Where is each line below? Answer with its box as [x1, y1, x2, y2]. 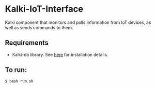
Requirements [5, 39, 48, 47]
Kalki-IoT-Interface [5, 3, 83, 15]
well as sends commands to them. [5, 24, 74, 30]
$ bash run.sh [5, 79, 34, 84]
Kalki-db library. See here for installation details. [12, 52, 108, 57]
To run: [5, 66, 27, 74]
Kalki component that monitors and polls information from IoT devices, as [5, 19, 151, 25]
